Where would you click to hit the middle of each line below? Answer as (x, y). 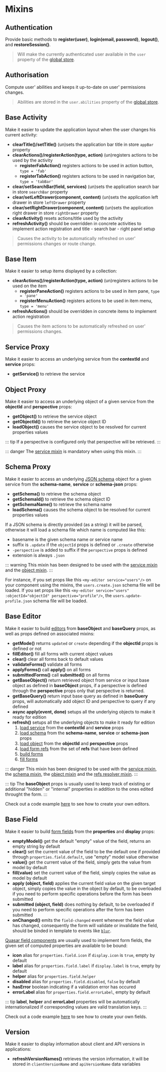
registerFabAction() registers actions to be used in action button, (86, 165)
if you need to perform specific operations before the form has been (82, 893)
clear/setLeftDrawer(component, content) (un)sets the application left (85, 197)
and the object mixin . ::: (29, 570)
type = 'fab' (33, 171)
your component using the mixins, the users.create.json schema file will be (83, 585)
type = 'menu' (34, 307)
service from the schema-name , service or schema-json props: (71, 484)
